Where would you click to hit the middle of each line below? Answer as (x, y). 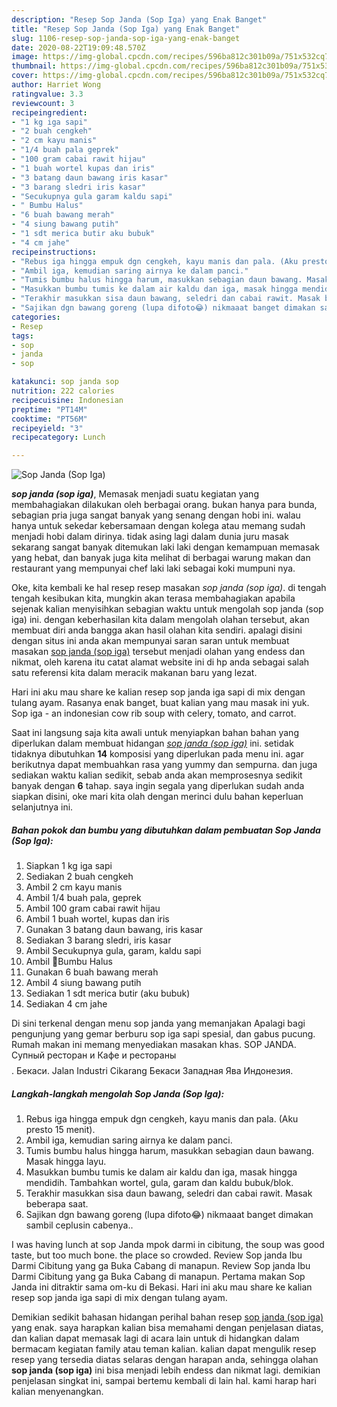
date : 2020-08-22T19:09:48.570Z (78, 47)
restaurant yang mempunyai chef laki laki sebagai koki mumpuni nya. (153, 568)
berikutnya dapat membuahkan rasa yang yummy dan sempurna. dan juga (164, 765)
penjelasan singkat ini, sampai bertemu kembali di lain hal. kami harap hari (164, 1381)
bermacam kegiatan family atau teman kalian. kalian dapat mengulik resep (164, 1349)
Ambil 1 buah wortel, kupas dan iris (97, 919)
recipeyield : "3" (47, 428)
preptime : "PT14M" (49, 409)
